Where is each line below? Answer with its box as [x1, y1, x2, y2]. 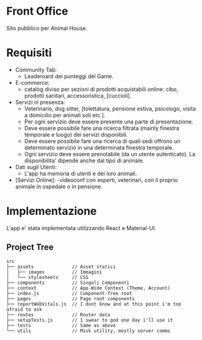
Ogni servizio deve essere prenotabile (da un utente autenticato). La [24, 150, 196, 157]
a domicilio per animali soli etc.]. [24, 111, 106, 118]
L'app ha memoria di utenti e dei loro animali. [24, 170, 137, 177]
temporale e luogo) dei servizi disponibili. [24, 131, 128, 138]
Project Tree [6, 242, 54, 253]
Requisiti [6, 46, 52, 60]
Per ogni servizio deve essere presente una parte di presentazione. [24, 118, 193, 125]
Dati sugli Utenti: [15, 163, 57, 170]
